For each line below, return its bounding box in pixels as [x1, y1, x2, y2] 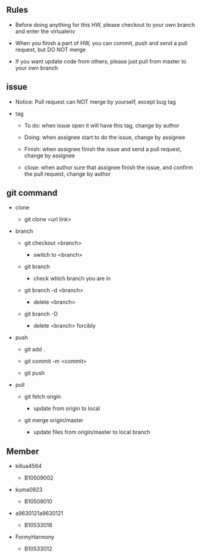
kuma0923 [15, 486, 43, 494]
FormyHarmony [15, 533, 55, 541]
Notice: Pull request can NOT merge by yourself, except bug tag [15, 98, 176, 106]
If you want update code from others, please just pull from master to [15, 57, 187, 65]
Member [6, 446, 40, 456]
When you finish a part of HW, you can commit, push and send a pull [15, 39, 188, 46]
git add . [24, 346, 46, 353]
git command [6, 188, 58, 198]
